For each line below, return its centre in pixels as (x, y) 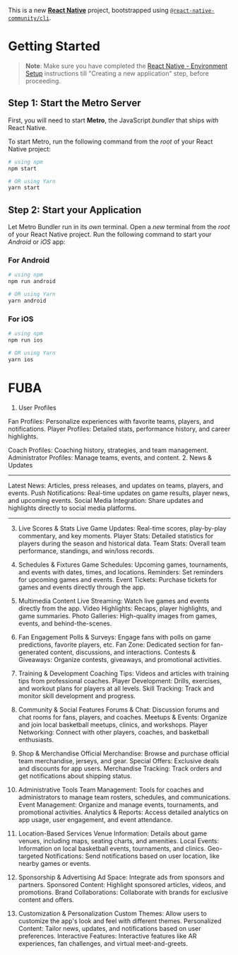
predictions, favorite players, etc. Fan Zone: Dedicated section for (114, 644)
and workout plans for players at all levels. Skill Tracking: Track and (116, 688)
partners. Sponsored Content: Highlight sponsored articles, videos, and (122, 884)
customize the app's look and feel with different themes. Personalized (120, 921)
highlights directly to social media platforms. (72, 508)
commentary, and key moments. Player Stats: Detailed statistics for (116, 536)
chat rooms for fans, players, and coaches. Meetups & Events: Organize (123, 717)
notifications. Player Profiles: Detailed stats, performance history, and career (119, 429)
